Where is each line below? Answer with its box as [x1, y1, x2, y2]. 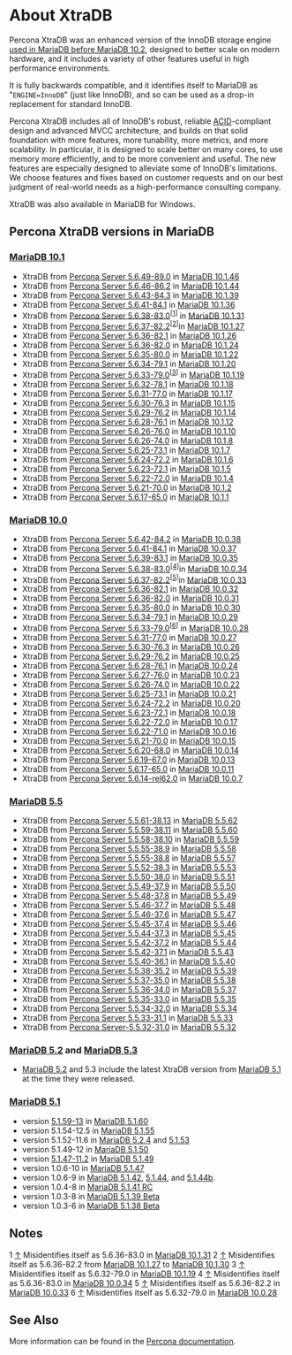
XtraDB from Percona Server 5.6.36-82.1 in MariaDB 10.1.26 [21, 330, 237, 341]
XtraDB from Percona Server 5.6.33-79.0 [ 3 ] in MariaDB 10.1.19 [21, 368, 245, 380]
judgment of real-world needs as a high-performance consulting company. [9, 181, 281, 192]
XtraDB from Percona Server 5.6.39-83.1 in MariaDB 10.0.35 [21, 552, 238, 563]
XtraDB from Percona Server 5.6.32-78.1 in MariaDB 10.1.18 [21, 379, 234, 389]
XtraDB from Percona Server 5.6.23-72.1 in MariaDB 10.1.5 [21, 463, 232, 474]
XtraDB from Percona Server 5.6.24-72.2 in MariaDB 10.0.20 [21, 698, 241, 708]
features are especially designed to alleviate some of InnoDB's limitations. [9, 163, 278, 173]
